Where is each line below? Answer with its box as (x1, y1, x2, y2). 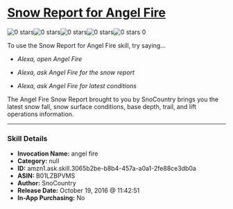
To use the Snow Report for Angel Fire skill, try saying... (7, 41, 166, 49)
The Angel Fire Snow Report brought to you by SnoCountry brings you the (7, 95, 219, 103)
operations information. (7, 110, 74, 118)
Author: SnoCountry (17, 179, 76, 187)
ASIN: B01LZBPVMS (17, 172, 76, 180)
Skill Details (7, 133, 48, 143)
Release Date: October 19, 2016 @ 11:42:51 (17, 186, 140, 195)
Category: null (17, 157, 60, 165)
